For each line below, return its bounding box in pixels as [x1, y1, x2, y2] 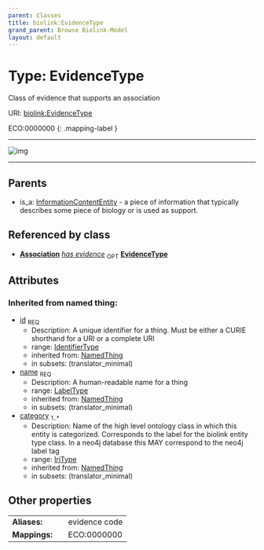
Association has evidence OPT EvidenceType [19, 249, 168, 260]
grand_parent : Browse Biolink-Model [8, 26, 128, 34]
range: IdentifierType [31, 343, 100, 352]
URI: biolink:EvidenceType [8, 108, 93, 118]
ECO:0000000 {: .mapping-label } [8, 123, 118, 134]
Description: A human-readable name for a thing [31, 377, 189, 387]
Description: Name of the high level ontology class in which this [31, 421, 237, 431]
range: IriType [31, 454, 77, 464]
